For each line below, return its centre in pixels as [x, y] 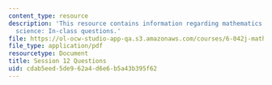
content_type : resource [49, 16]
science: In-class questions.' [68, 31]
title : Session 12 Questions [57, 62]
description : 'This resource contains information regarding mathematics [136, 23]
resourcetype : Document [49, 53]
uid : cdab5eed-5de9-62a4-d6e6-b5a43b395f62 [83, 69]
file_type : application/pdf [56, 46]
